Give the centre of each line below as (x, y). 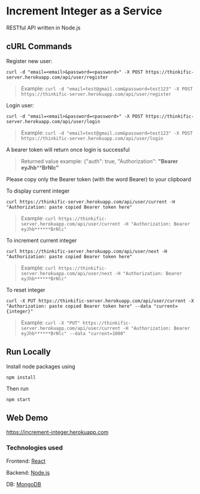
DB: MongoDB (24, 484)
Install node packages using (41, 366)
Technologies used (34, 448)
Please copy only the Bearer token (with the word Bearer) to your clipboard (99, 179)
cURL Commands (39, 47)
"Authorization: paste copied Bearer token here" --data (79, 306)
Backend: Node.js (28, 472)
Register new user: (29, 61)
